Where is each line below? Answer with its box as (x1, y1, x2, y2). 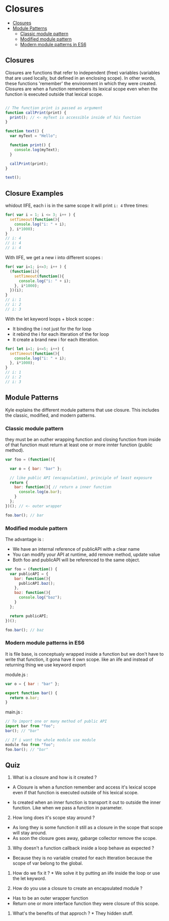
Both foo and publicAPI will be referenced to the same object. (12, 556, 140, 563)
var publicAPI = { (10, 571, 49, 576)
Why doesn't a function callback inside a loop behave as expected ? (12, 845, 154, 851)
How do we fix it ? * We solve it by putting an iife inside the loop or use (12, 870, 160, 876)
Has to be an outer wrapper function (12, 895, 88, 901)
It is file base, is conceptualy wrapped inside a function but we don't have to (5, 651, 164, 657)
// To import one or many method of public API (5, 719, 107, 724)
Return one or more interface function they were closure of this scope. (12, 901, 159, 907)
